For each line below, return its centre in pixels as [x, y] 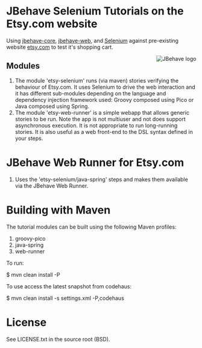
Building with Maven [58, 210]
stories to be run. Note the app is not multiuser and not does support [100, 119]
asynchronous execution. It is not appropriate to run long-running [96, 125]
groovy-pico [30, 238]
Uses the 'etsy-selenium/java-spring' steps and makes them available [101, 179]
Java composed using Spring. [52, 106]
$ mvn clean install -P [33, 274]
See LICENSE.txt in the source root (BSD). [58, 339]
